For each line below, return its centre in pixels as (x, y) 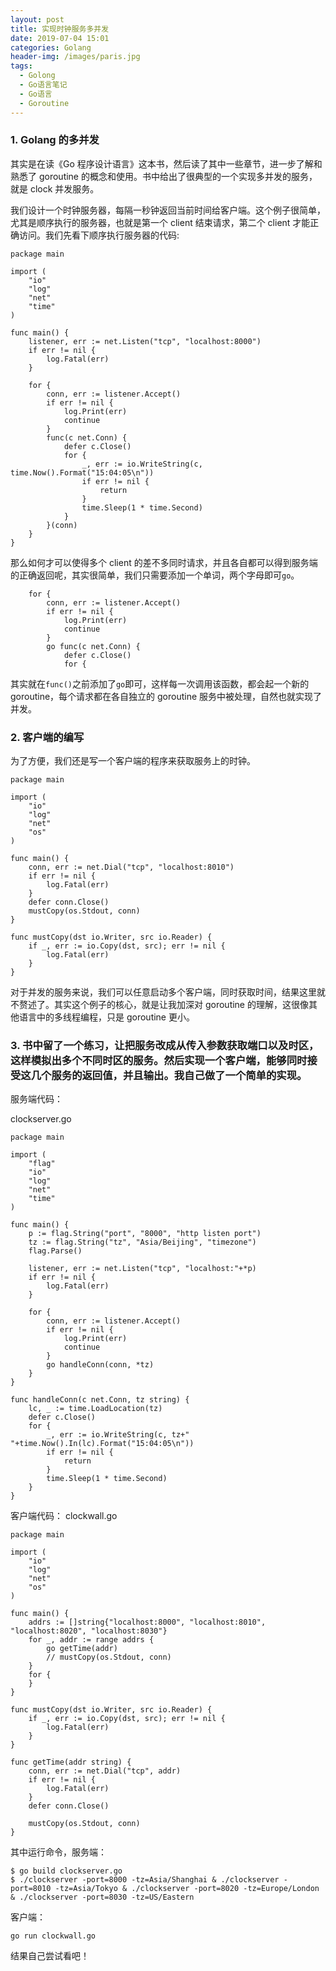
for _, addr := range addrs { (91, 1640)
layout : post (37, 19)
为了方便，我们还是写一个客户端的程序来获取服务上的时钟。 (133, 761)
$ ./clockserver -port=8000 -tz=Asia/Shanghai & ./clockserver (145, 1880)
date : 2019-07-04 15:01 (60, 38)
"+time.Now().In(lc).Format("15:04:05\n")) (102, 1444)
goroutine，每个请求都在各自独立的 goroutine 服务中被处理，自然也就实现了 (166, 696)
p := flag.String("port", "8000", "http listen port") (145, 1234)
